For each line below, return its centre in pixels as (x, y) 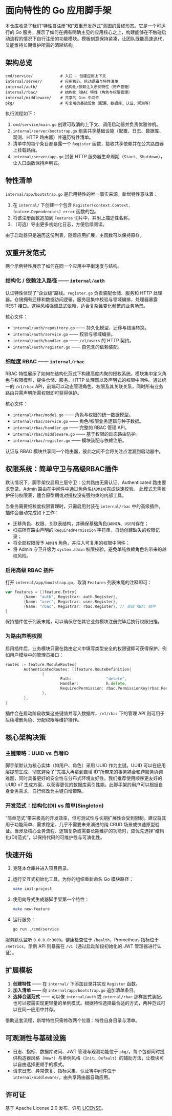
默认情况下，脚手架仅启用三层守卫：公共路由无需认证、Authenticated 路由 (84, 482)
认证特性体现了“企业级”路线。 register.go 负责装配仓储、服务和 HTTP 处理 (84, 293)
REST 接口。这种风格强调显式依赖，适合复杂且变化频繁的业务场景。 (77, 306)
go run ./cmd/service (36, 929)
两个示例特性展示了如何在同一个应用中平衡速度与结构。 (63, 266)
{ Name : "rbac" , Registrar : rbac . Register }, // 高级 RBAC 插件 (90, 606)
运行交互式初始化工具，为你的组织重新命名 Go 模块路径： (73, 879)
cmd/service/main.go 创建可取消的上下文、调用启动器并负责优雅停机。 (87, 124)
